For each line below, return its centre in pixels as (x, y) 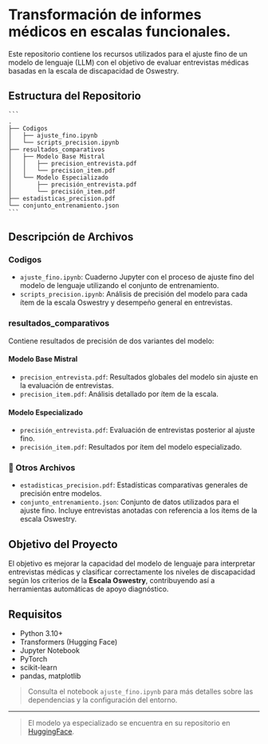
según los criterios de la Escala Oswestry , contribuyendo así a (112, 581)
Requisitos (35, 614)
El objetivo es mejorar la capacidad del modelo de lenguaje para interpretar (132, 564)
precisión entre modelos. (61, 494)
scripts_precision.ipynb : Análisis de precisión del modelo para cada (134, 294)
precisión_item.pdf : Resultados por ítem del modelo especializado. (131, 447)
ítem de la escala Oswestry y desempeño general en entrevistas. (126, 302)
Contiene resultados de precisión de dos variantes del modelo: (111, 341)
